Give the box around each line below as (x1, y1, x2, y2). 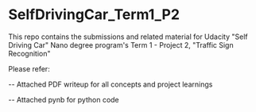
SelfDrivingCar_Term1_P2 (8, 6, 180, 24)
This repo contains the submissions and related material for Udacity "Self (8, 32, 248, 41)
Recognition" (8, 48, 51, 58)
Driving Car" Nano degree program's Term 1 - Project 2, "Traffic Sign (8, 40, 234, 49)
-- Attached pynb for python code (8, 95, 119, 104)
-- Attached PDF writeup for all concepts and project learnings (8, 79, 213, 89)
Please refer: (8, 64, 50, 73)
